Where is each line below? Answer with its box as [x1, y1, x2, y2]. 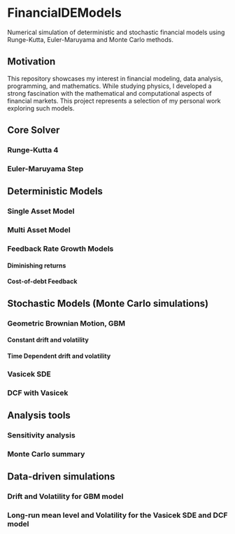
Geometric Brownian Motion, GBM [7, 318, 126, 328]
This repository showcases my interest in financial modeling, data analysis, [7, 74, 223, 82]
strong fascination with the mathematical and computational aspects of [7, 89, 212, 97]
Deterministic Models [7, 185, 104, 197]
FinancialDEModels [7, 5, 122, 21]
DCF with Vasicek [7, 388, 69, 398]
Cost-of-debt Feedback [7, 277, 78, 286]
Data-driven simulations [7, 470, 115, 483]
